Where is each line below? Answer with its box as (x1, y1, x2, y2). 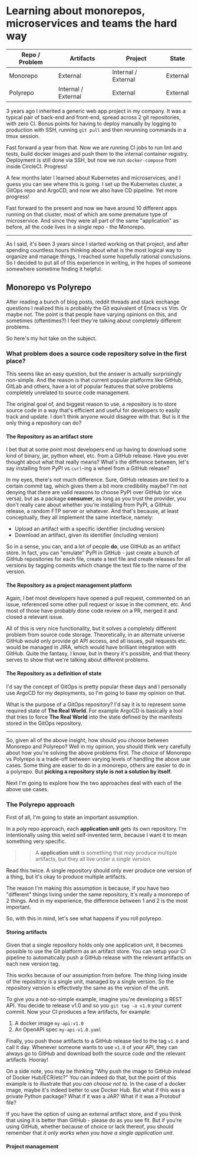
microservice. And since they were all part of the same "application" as (6, 217, 179, 224)
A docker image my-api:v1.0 (14, 1020, 84, 1027)
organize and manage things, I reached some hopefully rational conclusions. (6, 253, 192, 260)
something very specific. (6, 837, 67, 845)
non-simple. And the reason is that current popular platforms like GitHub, (6, 377, 183, 384)
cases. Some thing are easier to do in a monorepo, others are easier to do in (6, 762, 191, 769)
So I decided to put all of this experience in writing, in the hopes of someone (6, 259, 192, 266)
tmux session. (6, 132, 40, 139)
